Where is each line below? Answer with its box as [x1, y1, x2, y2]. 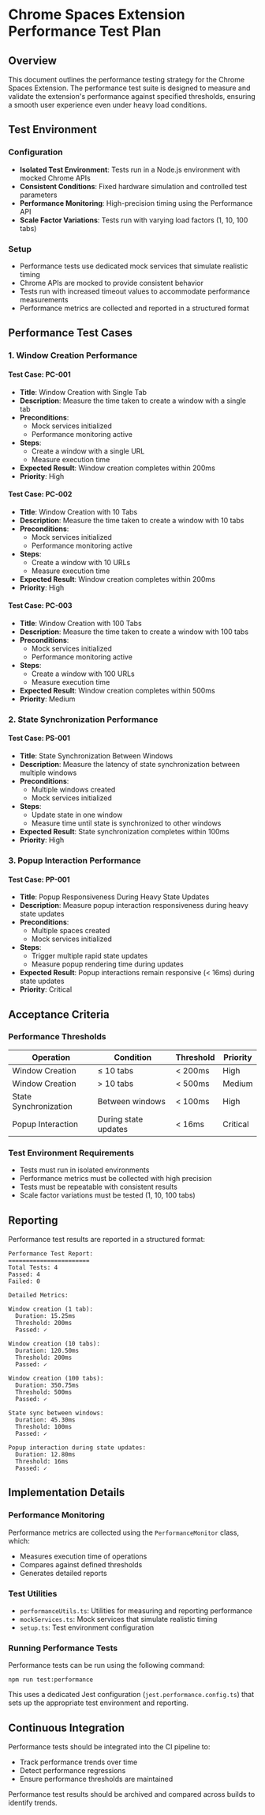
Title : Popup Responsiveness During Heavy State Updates [19, 892, 210, 902]
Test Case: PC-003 [8, 601, 73, 610]
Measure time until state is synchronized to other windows [31, 818, 222, 828]
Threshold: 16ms [15, 1457, 69, 1465]
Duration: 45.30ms [15, 1415, 77, 1424]
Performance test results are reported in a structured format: [8, 1234, 206, 1244]
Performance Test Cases [8, 326, 132, 340]
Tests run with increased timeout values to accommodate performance [19, 287, 251, 296]
